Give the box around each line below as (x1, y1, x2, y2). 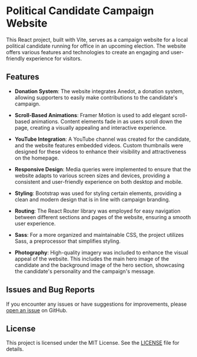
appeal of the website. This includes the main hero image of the (14, 255, 169, 262)
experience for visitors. (26, 55, 82, 62)
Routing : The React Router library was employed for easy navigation (14, 207, 181, 214)
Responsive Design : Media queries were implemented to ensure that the (14, 166, 191, 173)
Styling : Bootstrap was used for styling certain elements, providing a (14, 190, 182, 197)
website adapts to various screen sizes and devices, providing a (14, 172, 171, 179)
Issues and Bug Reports (6, 285, 95, 295)
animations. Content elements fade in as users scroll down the (31, 118, 182, 125)
